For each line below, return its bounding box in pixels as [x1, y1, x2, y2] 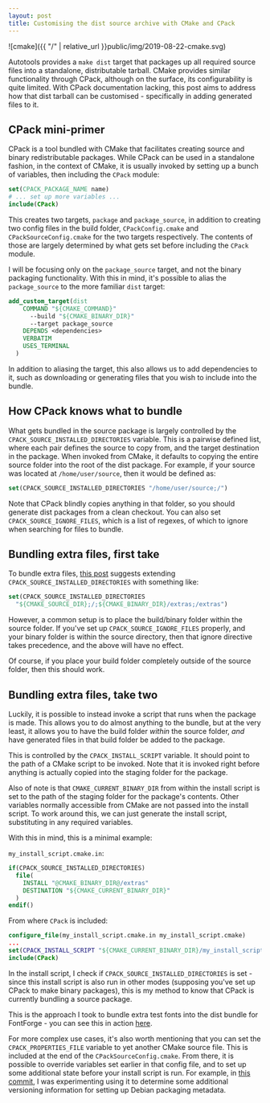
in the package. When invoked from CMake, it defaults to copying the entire [8, 451, 259, 461]
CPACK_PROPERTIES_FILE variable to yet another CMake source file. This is [8, 1042, 248, 1052]
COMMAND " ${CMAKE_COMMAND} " [22, 305, 117, 313]
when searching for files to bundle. [8, 524, 125, 534]
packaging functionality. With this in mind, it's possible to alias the [8, 273, 227, 282]
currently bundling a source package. [8, 994, 133, 1003]
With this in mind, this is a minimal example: [8, 833, 153, 843]
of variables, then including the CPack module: [8, 170, 160, 179]
